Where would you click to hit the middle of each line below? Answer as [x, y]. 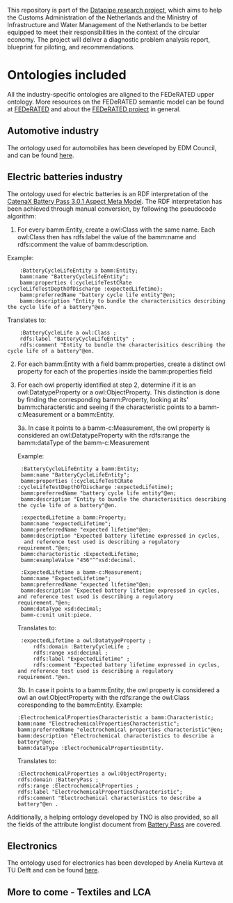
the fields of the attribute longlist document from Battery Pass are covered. [114, 824]
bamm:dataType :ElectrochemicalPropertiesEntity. [91, 748]
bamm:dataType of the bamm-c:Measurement [83, 442]
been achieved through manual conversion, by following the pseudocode [112, 209]
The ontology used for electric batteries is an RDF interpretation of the [108, 193]
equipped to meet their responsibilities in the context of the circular [104, 32]
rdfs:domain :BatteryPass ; [58, 780]
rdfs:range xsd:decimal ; [71, 653]
